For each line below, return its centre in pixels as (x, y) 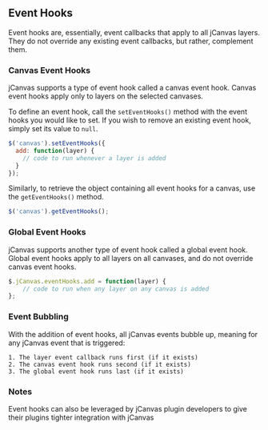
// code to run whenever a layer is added (94, 158)
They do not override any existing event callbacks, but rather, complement (131, 41)
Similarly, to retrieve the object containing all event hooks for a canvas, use (132, 188)
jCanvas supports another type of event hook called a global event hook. (128, 249)
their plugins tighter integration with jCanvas (81, 417)
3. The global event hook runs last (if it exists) (96, 372)
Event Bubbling (39, 317)
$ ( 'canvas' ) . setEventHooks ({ (57, 143)
